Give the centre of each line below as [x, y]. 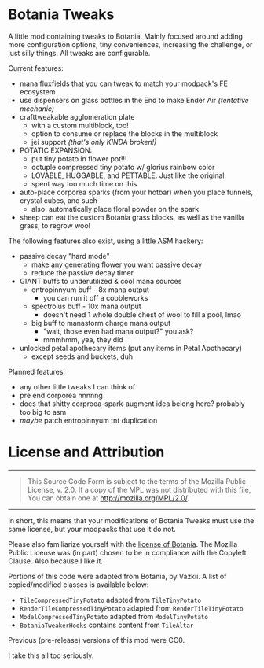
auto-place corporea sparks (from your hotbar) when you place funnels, [136, 192]
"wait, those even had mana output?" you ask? [118, 331]
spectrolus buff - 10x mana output [86, 306]
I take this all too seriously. [51, 655]
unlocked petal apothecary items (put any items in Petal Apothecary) [130, 348]
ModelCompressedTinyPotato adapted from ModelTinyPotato [114, 616]
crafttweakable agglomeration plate [77, 116]
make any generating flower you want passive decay [117, 264]
